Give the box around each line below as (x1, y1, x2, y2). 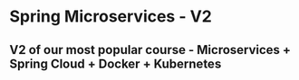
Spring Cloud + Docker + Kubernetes (9, 56, 222, 71)
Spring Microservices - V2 (9, 6, 213, 27)
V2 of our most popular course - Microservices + (9, 42, 292, 58)
